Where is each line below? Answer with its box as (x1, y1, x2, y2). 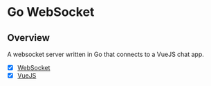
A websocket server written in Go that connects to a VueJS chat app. (7, 50, 204, 58)
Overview (7, 32, 51, 44)
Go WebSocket (7, 4, 95, 20)
